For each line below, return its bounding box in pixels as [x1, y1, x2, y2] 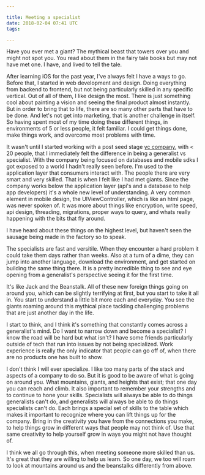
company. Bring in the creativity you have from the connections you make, [6, 417, 194, 425]
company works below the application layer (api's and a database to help [6, 182, 191, 190]
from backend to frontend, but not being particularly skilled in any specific [6, 86, 193, 93]
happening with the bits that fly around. [6, 215, 106, 222]
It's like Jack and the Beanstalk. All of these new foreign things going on [6, 283, 188, 291]
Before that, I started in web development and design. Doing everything [6, 79, 187, 86]
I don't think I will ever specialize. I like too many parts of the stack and [6, 365, 185, 373]
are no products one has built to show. [6, 354, 103, 361]
